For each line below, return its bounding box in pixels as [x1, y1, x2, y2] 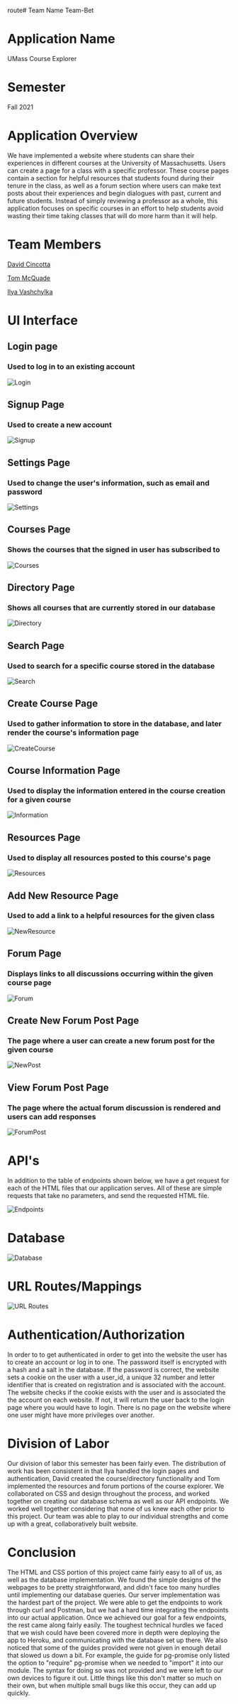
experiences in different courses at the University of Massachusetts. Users [7, 158, 226, 167]
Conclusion [7, 1544, 76, 1560]
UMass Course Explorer [7, 54, 77, 63]
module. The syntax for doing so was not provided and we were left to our [7, 1666, 224, 1674]
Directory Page [7, 582, 75, 594]
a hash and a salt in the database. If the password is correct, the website [7, 1365, 220, 1374]
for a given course [7, 795, 72, 805]
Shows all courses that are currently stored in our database [7, 603, 216, 613]
